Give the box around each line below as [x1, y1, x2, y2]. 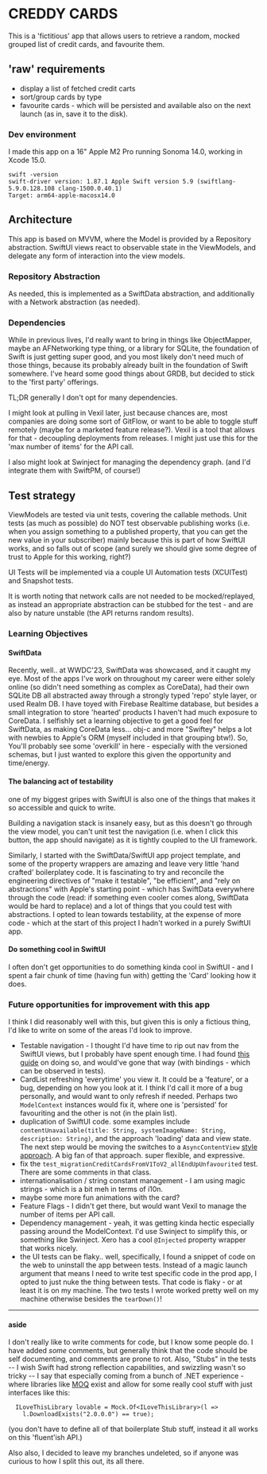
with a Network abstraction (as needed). [8, 297, 141, 307]
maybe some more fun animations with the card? [19, 1193, 180, 1202]
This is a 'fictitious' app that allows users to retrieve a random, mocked [8, 31, 240, 41]
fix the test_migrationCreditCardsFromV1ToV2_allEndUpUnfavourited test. [19, 1159, 258, 1169]
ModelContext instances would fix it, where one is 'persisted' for [19, 1100, 228, 1109]
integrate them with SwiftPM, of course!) [8, 466, 141, 475]
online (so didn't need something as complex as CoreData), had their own [8, 683, 250, 692]
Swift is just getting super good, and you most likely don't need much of [8, 352, 244, 362]
